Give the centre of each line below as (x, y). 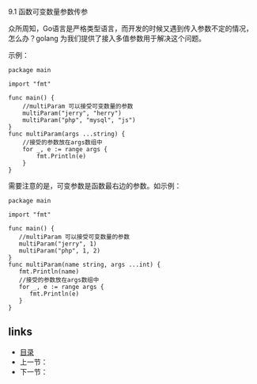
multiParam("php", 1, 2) (60, 251)
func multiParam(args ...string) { (67, 134)
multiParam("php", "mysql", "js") (79, 120)
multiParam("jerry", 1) (58, 244)
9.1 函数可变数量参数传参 (48, 11)
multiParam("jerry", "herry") (72, 113)
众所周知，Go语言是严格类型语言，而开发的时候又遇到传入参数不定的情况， (130, 29)
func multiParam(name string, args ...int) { (84, 264)
